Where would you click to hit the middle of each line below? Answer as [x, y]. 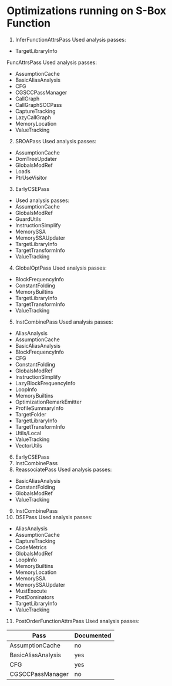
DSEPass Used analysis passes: [54, 517]
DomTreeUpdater [36, 159]
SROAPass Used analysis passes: [56, 141]
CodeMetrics [31, 547]
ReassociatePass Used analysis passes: [63, 469]
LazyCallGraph [33, 117]
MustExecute [31, 591]
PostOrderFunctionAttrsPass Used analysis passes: [77, 621]
